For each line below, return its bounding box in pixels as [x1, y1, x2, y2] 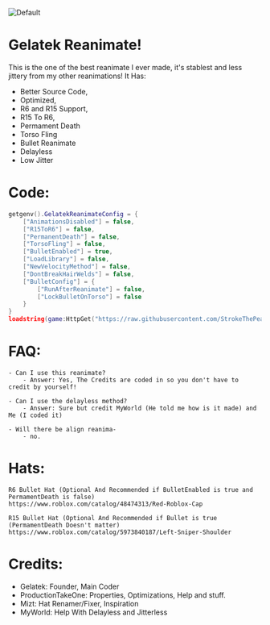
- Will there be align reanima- [8, 425, 117, 433]
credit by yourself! [8, 383, 78, 391]
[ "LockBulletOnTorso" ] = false [37, 293, 142, 301]
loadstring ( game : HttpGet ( [8, 315, 95, 323]
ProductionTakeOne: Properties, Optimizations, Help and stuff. [19, 590, 227, 600]
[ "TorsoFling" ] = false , [22, 240, 106, 248]
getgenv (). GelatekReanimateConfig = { [8, 210, 138, 218]
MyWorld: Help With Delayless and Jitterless [19, 607, 168, 617]
